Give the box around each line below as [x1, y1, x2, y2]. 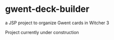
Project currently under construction [5, 29, 79, 35]
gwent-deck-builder [5, 3, 90, 15]
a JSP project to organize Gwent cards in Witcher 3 [5, 20, 110, 26]
